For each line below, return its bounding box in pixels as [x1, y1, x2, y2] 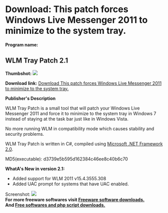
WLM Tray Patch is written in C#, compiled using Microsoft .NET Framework [5, 140, 163, 147]
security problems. [5, 131, 44, 137]
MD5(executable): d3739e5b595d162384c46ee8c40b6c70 [5, 155, 128, 162]
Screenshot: [5, 191, 31, 197]
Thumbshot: [5, 70, 32, 76]
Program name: [5, 41, 39, 47]
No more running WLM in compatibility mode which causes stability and [5, 125, 154, 132]
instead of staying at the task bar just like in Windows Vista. [5, 116, 129, 122]
